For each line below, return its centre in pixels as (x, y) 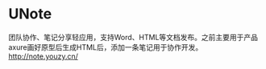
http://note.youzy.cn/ (44, 56)
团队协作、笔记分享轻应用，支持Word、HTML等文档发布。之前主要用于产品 (133, 37)
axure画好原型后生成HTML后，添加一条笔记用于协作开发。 (106, 47)
